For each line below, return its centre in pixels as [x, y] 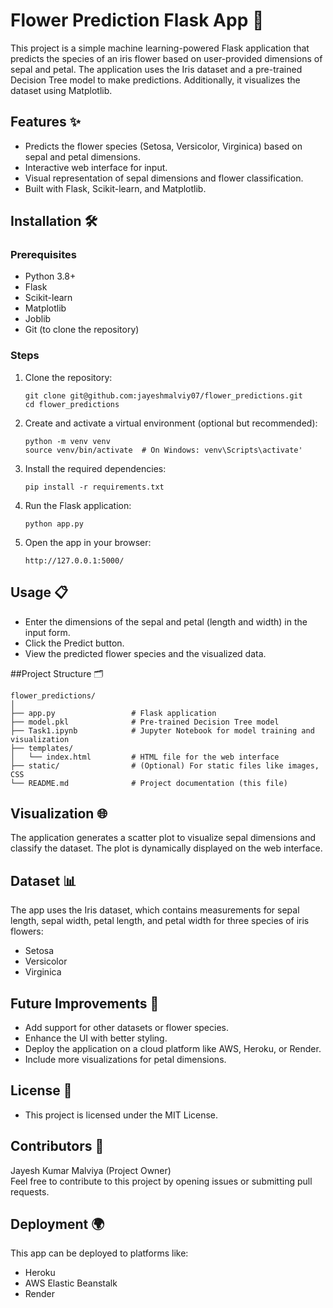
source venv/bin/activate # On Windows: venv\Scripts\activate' [163, 450]
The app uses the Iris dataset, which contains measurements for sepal [155, 910]
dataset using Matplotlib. [61, 90]
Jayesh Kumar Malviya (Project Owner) [91, 1170]
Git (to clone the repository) [82, 330]
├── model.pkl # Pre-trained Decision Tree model [145, 722]
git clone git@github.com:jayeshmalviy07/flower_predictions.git [163, 395]
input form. [47, 632]
